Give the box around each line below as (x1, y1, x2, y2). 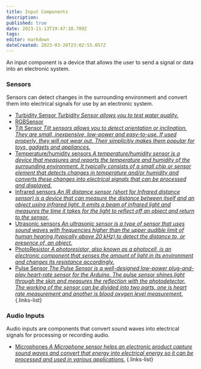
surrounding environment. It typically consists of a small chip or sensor (14, 163, 191, 170)
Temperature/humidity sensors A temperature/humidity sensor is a (14, 150, 180, 157)
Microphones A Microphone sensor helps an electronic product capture (14, 343, 193, 350)
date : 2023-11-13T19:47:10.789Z (6, 25, 87, 32)
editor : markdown (6, 37, 50, 43)
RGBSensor (14, 118, 44, 125)
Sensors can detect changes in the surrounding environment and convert (6, 94, 188, 101)
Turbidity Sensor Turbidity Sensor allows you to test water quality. (14, 112, 179, 119)
